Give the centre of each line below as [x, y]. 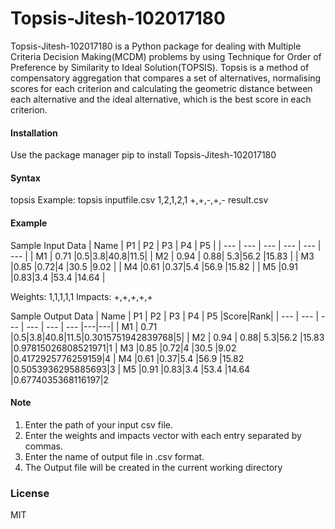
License [30, 493]
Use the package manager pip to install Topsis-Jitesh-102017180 [143, 155]
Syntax [25, 178]
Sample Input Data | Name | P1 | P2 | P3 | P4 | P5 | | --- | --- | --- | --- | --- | [166, 245]
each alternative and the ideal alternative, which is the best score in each [161, 99]
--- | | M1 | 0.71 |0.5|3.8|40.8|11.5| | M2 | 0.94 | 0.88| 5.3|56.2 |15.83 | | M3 [162, 256]
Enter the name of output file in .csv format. [114, 456]
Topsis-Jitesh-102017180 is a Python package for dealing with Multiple [156, 46]
